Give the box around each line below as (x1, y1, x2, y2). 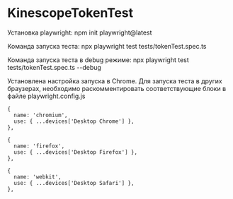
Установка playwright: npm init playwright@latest (7, 28, 152, 37)
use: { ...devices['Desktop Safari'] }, (13, 179, 135, 186)
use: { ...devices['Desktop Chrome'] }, (13, 118, 135, 125)
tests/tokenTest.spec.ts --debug (7, 63, 101, 71)
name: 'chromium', (13, 111, 69, 119)
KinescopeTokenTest (7, 5, 134, 21)
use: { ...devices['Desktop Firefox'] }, (13, 148, 138, 156)
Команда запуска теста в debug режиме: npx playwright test (7, 55, 189, 64)
